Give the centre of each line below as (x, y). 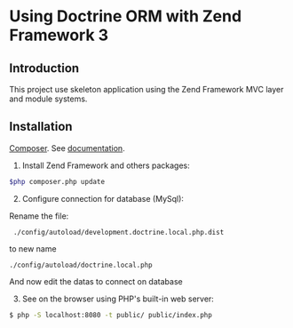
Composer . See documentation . (67, 148)
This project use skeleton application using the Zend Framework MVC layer (146, 89)
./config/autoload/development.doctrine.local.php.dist (119, 232)
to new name (33, 248)
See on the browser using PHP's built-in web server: (118, 299)
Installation (41, 127)
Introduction (44, 68)
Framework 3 (59, 35)
